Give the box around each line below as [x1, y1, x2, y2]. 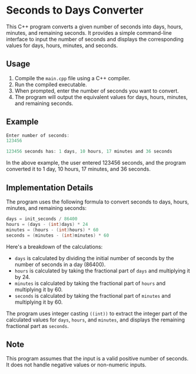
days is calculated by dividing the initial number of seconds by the [14, 254, 174, 261]
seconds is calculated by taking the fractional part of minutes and [14, 292, 171, 299]
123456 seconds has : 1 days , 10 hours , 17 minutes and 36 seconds [6, 149, 172, 155]
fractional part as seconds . [6, 322, 69, 329]
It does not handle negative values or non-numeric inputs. [6, 361, 147, 369]
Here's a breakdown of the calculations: [6, 243, 103, 250]
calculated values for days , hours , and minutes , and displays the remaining [6, 316, 185, 323]
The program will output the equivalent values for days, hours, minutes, [14, 93, 188, 100]
